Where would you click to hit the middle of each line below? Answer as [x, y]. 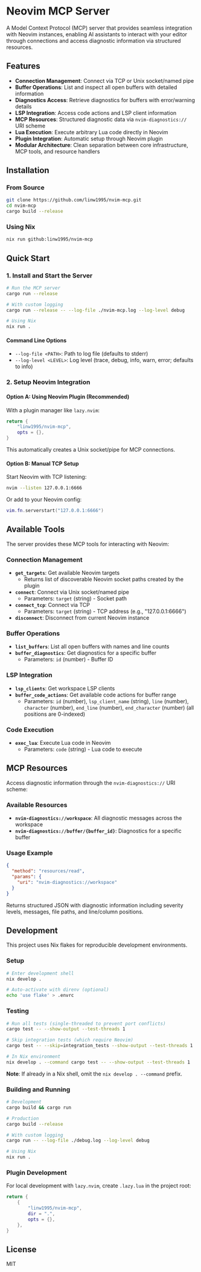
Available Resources [37, 805]
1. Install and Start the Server [49, 275]
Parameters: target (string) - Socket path [75, 599]
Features [23, 66]
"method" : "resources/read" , [48, 871]
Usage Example [30, 852]
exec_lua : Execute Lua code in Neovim [63, 742]
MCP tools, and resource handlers [57, 151]
